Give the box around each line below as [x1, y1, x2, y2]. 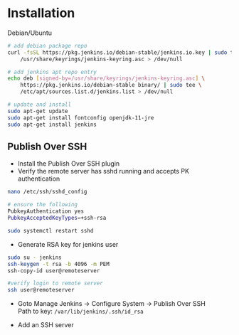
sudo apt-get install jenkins [7, 121, 97, 128]
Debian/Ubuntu [7, 28, 52, 37]
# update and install [7, 101, 72, 108]
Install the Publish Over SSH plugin [17, 159, 120, 168]
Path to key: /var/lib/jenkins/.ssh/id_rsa [17, 307, 144, 316]
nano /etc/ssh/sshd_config [7, 188, 87, 196]
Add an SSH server [17, 321, 74, 329]
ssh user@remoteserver [7, 287, 75, 294]
